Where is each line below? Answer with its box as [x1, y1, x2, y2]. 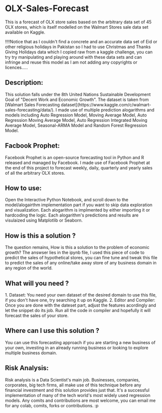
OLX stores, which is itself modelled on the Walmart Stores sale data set [5, 24, 148, 30]
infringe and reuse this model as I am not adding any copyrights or [5, 59, 138, 65]
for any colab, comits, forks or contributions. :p [5, 402, 99, 408]
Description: [5, 79, 44, 87]
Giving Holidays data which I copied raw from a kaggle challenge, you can [5, 49, 153, 55]
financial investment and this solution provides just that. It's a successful [5, 387, 150, 393]
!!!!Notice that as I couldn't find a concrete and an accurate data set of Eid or [5, 38, 158, 44]
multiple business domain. [5, 350, 57, 356]
